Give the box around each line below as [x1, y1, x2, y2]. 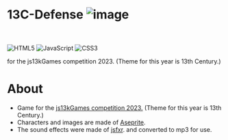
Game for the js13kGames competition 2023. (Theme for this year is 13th [16, 103, 222, 112]
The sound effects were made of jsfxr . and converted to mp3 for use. [16, 125, 212, 133]
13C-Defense [7, 7, 84, 23]
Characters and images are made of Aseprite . [16, 118, 146, 126]
